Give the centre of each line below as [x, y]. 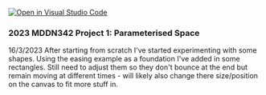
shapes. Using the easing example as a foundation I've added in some [124, 59]
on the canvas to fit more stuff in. [63, 85]
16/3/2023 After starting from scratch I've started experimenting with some [133, 50]
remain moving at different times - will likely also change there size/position [133, 76]
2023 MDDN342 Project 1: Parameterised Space [104, 33]
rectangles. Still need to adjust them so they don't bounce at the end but [128, 67]
